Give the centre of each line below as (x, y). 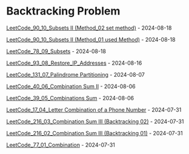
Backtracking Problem (63, 11)
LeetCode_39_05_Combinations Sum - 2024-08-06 (70, 98)
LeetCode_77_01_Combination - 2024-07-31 (61, 145)
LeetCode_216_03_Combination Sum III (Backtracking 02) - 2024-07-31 (95, 121)
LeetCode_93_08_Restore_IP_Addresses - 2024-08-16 (74, 63)
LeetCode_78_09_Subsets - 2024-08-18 (56, 51)
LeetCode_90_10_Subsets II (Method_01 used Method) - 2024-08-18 (91, 39)
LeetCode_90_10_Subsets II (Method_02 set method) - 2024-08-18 (89, 28)
